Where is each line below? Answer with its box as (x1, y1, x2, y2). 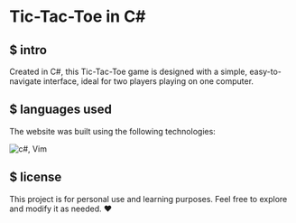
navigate (9, 76, 42, 87)
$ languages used (9, 102, 113, 117)
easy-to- (249, 66, 282, 77)
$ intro (9, 42, 48, 58)
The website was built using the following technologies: (9, 125, 217, 136)
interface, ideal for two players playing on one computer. (43, 76, 254, 87)
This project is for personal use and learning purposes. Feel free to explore (9, 193, 288, 204)
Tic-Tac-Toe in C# (9, 6, 146, 27)
